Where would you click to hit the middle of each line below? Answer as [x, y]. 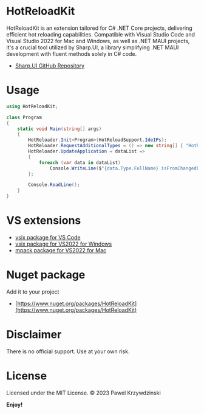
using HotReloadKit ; [32, 106]
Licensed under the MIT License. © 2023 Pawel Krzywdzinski [83, 393]
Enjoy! [15, 404]
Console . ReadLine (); [54, 185]
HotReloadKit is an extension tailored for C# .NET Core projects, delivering [99, 28]
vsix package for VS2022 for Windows [63, 244]
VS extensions [44, 221]
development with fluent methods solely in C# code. [72, 53]
